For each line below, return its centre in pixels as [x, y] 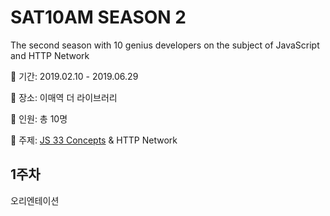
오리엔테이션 [35, 200]
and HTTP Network [50, 55]
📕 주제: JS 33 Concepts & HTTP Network [94, 140]
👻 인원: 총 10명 [39, 118]
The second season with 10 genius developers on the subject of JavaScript [165, 45]
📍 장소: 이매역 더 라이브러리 [64, 97]
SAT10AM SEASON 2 [98, 17]
